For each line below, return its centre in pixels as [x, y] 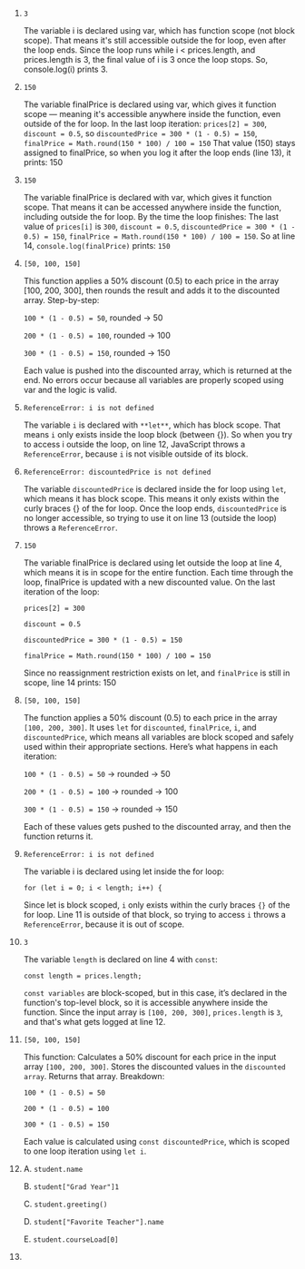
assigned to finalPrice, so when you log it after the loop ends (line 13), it [157, 152]
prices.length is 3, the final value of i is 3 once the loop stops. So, [146, 59]
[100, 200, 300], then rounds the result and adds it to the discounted [152, 290]
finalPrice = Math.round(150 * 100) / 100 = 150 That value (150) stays [159, 143]
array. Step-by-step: [61, 300]
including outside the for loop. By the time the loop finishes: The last [151, 216]
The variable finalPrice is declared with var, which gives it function [148, 197]
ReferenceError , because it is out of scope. [104, 924]
